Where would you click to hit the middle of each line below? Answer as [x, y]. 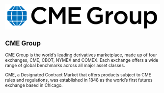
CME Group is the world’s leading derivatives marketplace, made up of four [81, 55]
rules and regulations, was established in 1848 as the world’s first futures [79, 80]
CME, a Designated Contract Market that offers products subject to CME [78, 75]
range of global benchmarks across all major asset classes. [65, 66]
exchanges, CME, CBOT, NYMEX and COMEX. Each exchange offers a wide [82, 60]
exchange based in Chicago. [34, 85]
